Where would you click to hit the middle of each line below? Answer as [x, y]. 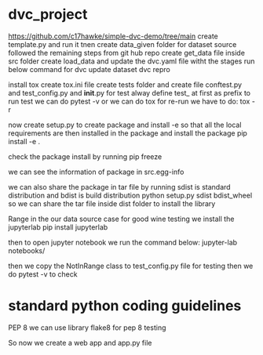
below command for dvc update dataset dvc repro [89, 69]
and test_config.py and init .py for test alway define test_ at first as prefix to [130, 92]
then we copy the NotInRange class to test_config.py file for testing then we [131, 266]
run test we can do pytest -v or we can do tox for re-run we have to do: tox [129, 101]
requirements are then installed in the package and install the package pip [128, 133]
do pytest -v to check [43, 274]
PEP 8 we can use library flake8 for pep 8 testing [87, 328]
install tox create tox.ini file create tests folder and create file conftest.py [125, 85]
